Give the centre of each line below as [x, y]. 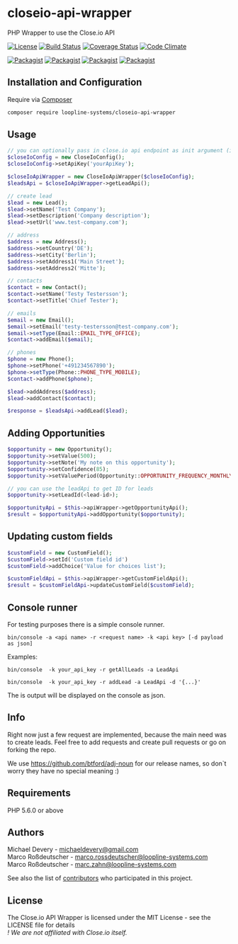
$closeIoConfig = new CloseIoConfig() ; [66, 157]
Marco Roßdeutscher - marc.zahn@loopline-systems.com [92, 865]
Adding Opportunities [56, 433]
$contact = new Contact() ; [47, 288]
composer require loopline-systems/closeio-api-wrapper [91, 112]
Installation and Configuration [75, 83]
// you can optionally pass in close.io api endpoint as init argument [115, 151]
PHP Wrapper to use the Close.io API [61, 33]
